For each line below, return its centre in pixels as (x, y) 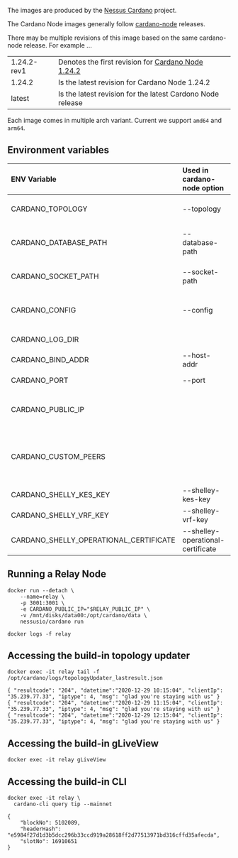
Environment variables (58, 150)
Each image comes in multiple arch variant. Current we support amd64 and (114, 120)
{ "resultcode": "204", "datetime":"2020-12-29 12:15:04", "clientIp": (115, 716)
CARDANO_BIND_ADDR (50, 359)
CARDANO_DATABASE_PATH (59, 242)
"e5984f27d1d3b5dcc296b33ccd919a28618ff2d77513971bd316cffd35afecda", (114, 835)
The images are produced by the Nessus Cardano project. (92, 10)
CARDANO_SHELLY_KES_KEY (61, 494)
